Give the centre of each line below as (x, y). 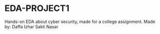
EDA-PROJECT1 (37, 8)
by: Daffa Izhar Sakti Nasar (31, 26)
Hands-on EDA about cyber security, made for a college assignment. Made (80, 22)
